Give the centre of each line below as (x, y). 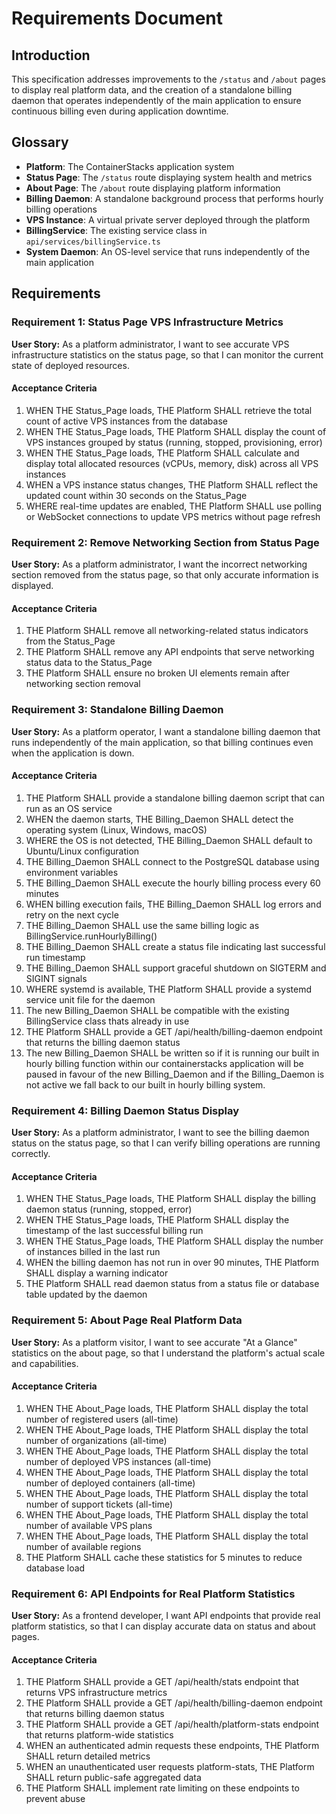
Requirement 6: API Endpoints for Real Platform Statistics (153, 1594)
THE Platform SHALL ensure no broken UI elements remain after (157, 673)
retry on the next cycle (72, 914)
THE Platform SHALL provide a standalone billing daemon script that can (175, 798)
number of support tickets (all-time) (99, 1504)
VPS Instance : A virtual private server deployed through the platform (168, 219)
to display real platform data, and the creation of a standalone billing (152, 90)
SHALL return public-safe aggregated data (113, 1778)
